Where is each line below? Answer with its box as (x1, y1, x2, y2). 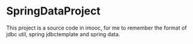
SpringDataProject (6, 4, 101, 18)
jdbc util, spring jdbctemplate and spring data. (6, 30, 120, 37)
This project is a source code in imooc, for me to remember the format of (6, 24, 188, 31)
